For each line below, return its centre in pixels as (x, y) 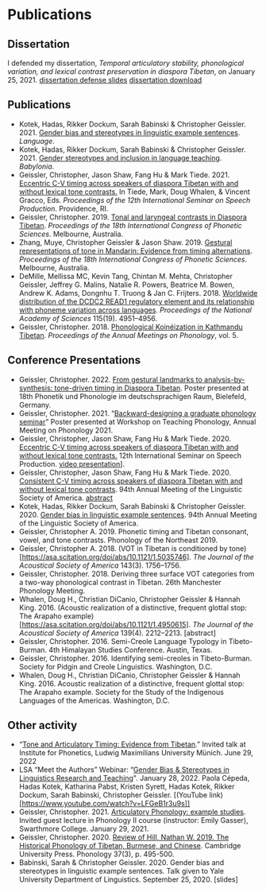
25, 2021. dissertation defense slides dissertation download (105, 80)
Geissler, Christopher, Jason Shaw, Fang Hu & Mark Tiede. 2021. (124, 175)
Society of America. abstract (66, 498)
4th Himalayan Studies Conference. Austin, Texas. (131, 650)
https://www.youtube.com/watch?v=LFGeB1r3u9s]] (106, 804)
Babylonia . (37, 166)
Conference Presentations (74, 361)
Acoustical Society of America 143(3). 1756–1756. (100, 565)
